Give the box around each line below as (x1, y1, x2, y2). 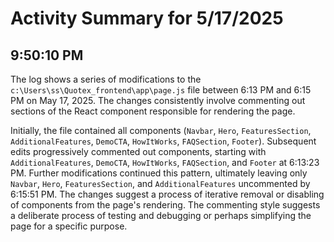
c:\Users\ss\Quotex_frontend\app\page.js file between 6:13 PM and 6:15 (10, 84, 312, 96)
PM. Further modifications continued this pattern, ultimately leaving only (10, 167, 308, 179)
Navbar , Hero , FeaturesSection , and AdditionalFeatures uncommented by (10, 178, 311, 189)
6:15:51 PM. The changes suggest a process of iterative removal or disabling (10, 188, 325, 200)
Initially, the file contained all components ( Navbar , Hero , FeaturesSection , (10, 125, 312, 136)
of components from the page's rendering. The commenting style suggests (10, 199, 321, 211)
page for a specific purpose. (10, 220, 128, 232)
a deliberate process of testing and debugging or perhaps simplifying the (10, 210, 312, 221)
